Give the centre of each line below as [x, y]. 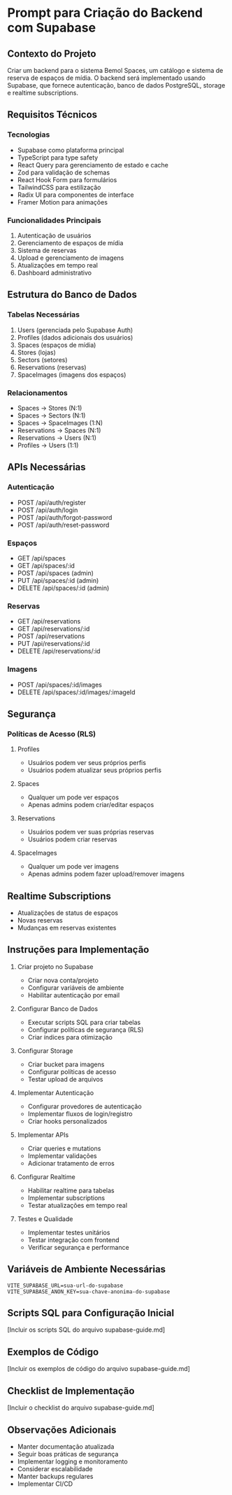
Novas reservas [40, 921]
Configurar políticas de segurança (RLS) [86, 1029]
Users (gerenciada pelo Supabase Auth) [75, 330]
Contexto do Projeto [52, 54]
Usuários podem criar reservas [72, 839]
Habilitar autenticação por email [74, 995]
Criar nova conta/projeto [63, 980]
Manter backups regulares [55, 1476]
